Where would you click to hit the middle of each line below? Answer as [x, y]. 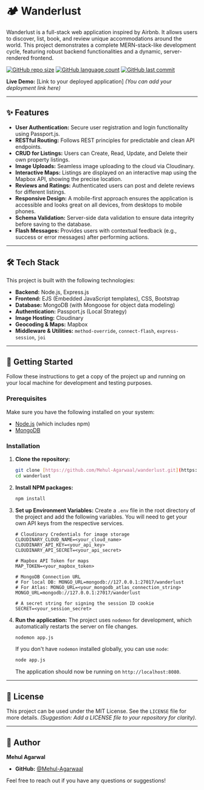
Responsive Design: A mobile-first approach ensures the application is [104, 198]
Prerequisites [26, 399]
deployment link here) [33, 87]
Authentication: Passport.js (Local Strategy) [71, 311]
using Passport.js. [38, 134]
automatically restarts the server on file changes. [76, 626]
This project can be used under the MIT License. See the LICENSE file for [97, 711]
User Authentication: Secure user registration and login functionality [101, 127]
